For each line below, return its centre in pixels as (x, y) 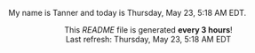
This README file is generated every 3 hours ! (148, 30)
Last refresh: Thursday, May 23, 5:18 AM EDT (148, 39)
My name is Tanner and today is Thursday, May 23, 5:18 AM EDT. (127, 13)
